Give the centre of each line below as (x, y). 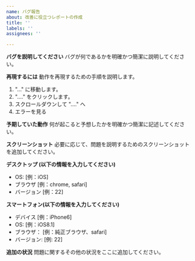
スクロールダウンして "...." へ (50, 104)
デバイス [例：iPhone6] (43, 217)
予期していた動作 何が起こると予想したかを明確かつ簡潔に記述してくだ (93, 124)
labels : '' (20, 28)
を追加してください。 (32, 152)
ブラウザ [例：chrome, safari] (51, 184)
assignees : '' (24, 34)
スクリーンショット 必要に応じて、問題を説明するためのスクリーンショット (98, 144)
